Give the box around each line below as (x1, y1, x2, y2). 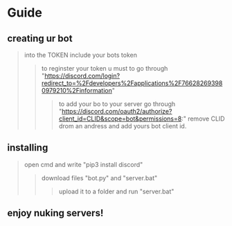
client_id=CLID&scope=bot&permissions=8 (58, 114, 182, 123)
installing (7, 142, 48, 154)
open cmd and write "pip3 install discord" (24, 160, 143, 168)
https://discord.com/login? (44, 71, 120, 80)
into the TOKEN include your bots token (24, 51, 137, 59)
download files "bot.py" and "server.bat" (41, 173, 158, 182)
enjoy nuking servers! (7, 207, 104, 219)
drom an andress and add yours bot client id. (58, 122, 187, 130)
